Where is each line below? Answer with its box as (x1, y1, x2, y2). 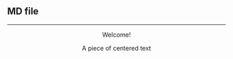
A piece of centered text (82, 44, 151, 52)
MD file (7, 6, 40, 17)
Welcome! (102, 31, 131, 39)
